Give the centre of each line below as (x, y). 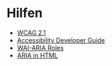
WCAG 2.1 (32, 33)
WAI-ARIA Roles (40, 48)
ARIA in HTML (37, 55)
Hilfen (25, 13)
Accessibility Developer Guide (61, 40)
